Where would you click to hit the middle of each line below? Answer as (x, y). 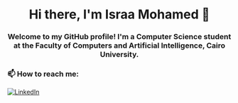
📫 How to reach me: (43, 74)
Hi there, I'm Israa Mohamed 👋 (119, 15)
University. (119, 55)
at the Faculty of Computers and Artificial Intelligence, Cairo (119, 45)
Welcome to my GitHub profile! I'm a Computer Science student (119, 37)
